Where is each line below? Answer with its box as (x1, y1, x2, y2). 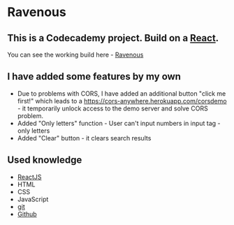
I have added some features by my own (7, 71, 182, 82)
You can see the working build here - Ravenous (7, 50, 144, 59)
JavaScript (17, 195, 49, 203)
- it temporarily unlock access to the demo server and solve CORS (17, 104, 208, 112)
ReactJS (17, 173, 42, 181)
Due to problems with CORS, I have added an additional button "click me (17, 89, 226, 98)
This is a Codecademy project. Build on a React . (7, 32, 219, 44)
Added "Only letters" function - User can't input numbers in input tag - (17, 119, 221, 127)
